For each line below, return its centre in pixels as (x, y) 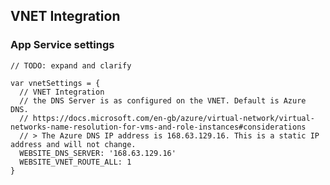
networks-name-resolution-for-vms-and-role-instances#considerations (158, 127)
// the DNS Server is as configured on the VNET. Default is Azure (163, 100)
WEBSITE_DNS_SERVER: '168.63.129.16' (98, 153)
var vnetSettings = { (55, 83)
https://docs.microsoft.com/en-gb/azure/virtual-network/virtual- (173, 118)
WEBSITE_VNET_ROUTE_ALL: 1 (75, 162)
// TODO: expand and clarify (71, 65)
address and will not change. (73, 144)
